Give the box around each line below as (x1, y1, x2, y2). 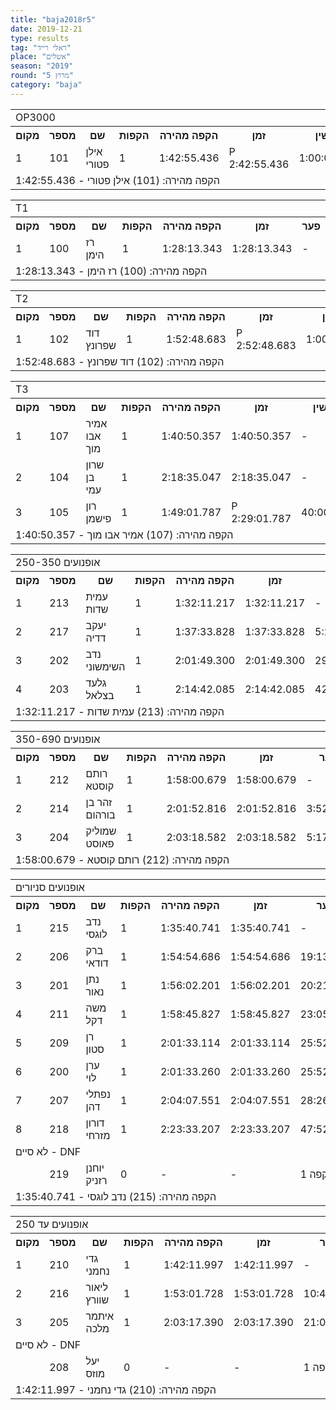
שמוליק (85, 824, 117, 838)
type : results (10, 33, 70, 43)
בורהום (85, 807, 116, 821)
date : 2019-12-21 (10, 24, 83, 34)
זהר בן (85, 795, 113, 809)
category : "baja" (10, 80, 83, 90)
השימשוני (85, 659, 126, 673)
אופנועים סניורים (15, 880, 85, 894)
